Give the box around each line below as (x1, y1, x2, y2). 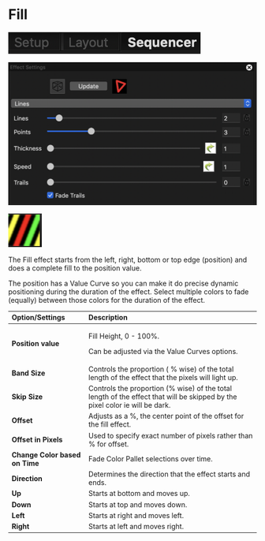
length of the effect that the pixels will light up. (88, 372, 238, 382)
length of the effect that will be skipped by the (88, 392, 237, 401)
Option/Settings (11, 313, 65, 323)
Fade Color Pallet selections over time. (88, 454, 213, 464)
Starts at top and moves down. (88, 499, 188, 509)
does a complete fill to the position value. (8, 263, 142, 273)
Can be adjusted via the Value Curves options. (88, 346, 238, 356)
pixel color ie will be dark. (88, 401, 171, 410)
